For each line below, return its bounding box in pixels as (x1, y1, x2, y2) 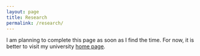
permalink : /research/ (6, 20, 64, 26)
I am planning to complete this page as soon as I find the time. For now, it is (6, 37, 195, 44)
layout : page (6, 8, 39, 15)
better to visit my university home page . (6, 43, 106, 50)
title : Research (6, 14, 47, 20)
